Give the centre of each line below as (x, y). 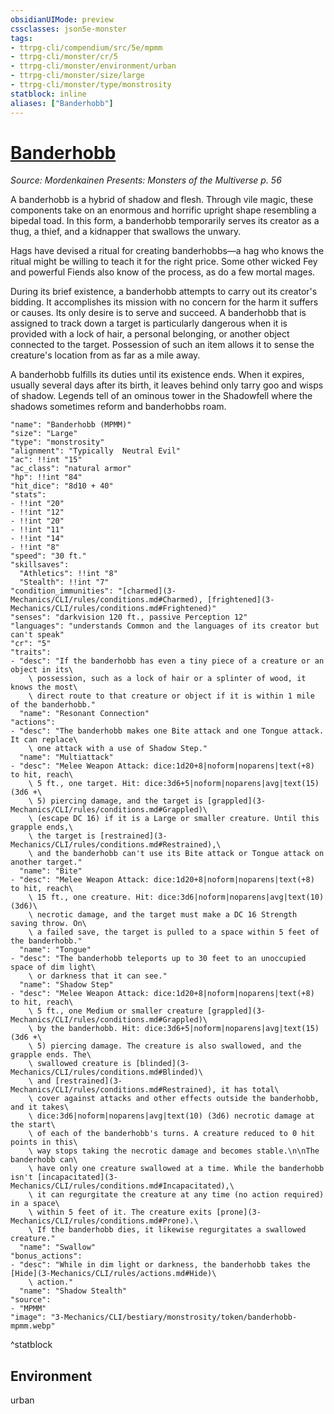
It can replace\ (44, 740)
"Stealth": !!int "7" (64, 582)
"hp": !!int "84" (46, 477)
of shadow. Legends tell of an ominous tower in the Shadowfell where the (161, 396)
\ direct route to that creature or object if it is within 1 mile (171, 696)
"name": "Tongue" (55, 950)
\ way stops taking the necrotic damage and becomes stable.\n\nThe (174, 1151)
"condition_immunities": (62, 591)
